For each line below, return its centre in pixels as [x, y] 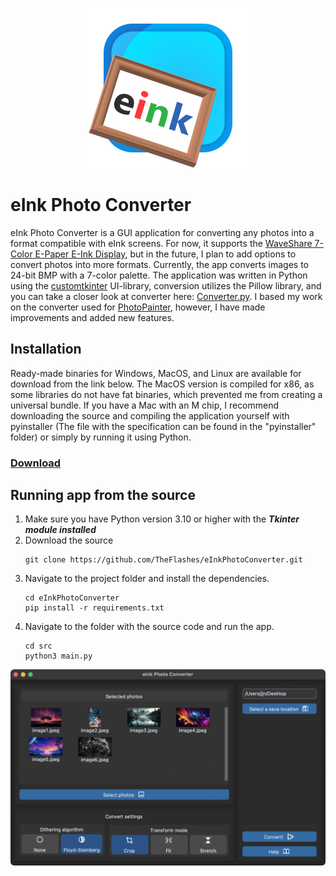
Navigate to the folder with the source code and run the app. [149, 627]
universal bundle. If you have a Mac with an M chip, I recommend [145, 405]
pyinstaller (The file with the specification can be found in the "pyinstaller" [163, 426]
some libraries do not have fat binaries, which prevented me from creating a [166, 394]
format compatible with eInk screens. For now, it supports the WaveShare [161, 243]
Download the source [69, 540]
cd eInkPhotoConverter [72, 598]
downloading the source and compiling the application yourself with [150, 415]
